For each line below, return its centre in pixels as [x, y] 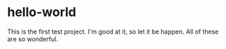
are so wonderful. [33, 38]
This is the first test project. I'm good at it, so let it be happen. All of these [113, 31]
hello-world [42, 12]
